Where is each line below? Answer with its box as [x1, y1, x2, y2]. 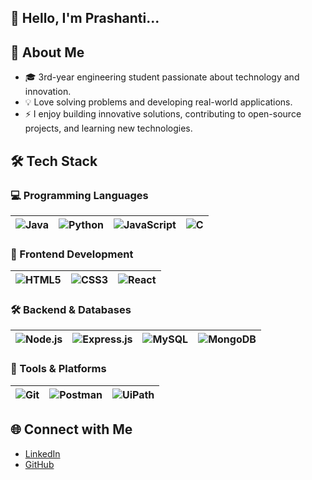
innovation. [24, 86, 72, 98]
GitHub [24, 458, 55, 470]
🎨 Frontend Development [10, 247, 134, 261]
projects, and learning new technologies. [24, 122, 193, 135]
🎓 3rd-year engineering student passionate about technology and [24, 71, 300, 83]
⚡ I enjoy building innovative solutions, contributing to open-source [24, 108, 302, 120]
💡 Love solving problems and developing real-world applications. [24, 96, 293, 108]
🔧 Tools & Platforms [10, 362, 107, 376]
